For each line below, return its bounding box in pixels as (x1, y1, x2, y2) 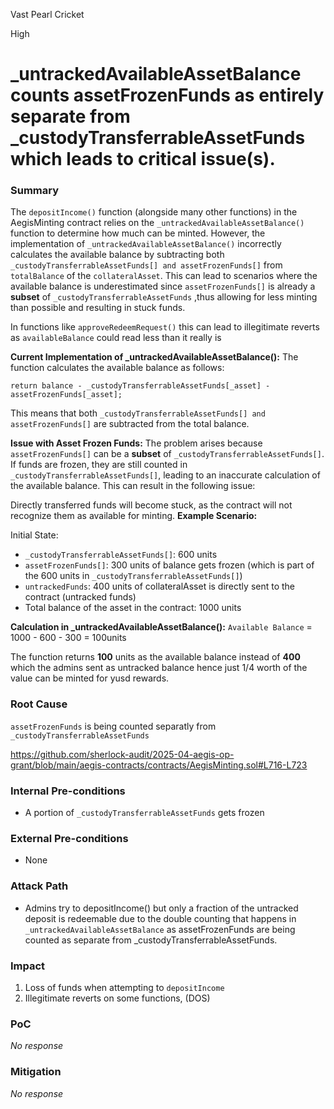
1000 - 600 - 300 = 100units (10, 632, 127, 644)
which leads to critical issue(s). (10, 148, 276, 171)
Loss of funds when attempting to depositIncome (24, 981, 225, 993)
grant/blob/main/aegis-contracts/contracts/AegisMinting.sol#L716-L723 (10, 759, 308, 771)
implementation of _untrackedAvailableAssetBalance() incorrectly (10, 238, 282, 250)
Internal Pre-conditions (10, 784, 126, 798)
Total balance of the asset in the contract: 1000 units (24, 602, 242, 614)
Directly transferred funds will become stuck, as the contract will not (10, 499, 293, 511)
